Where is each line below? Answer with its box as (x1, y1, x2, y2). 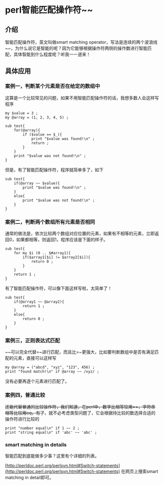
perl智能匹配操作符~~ (5, 4, 93, 16)
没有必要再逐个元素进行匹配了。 (5, 378, 69, 384)
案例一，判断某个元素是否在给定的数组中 (5, 83, 100, 90)
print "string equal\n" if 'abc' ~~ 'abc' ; (5, 430, 97, 435)
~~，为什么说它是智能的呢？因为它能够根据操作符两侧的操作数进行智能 (5, 45, 148, 51)
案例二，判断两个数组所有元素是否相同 (5, 218, 95, 225)
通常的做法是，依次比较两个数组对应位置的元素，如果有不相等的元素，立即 (5, 230, 155, 236)
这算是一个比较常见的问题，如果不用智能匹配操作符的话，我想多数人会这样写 (5, 95, 159, 100)
